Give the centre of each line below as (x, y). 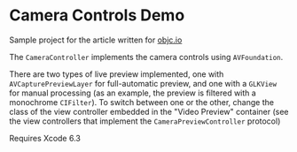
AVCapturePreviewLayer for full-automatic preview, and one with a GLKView (143, 83)
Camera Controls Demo (97, 15)
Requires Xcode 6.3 (45, 138)
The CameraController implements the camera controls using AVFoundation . (146, 57)
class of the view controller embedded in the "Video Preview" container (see (149, 111)
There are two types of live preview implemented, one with (117, 74)
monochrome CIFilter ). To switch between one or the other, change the (142, 102)
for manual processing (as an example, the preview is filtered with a (133, 93)
